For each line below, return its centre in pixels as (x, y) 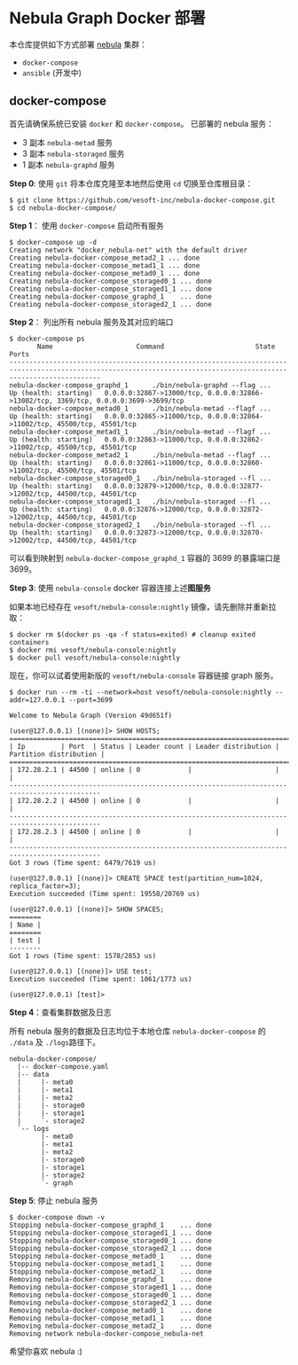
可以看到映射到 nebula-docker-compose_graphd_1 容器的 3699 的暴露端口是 (145, 558)
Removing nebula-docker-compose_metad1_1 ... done (111, 1318)
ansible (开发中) (52, 73)
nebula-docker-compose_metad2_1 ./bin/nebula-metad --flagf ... (141, 455)
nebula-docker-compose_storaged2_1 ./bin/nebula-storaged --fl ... (141, 525)
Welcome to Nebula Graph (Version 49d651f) (91, 715)
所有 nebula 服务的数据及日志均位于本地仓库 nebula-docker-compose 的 (137, 1031)
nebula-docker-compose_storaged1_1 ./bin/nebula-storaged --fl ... (141, 502)
